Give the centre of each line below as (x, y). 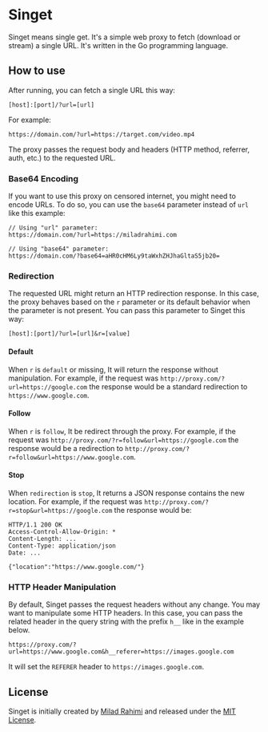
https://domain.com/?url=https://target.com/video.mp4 (102, 134)
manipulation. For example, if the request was (83, 378)
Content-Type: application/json (62, 546)
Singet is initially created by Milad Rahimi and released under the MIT (122, 711)
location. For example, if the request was (75, 501)
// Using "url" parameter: (53, 228)
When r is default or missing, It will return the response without (113, 369)
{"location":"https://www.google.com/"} (77, 567)
